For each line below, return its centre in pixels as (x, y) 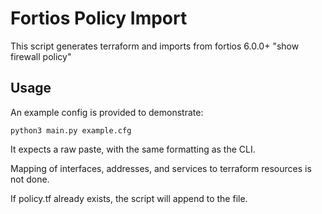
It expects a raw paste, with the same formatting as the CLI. (133, 149)
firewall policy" (41, 56)
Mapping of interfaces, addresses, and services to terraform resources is (161, 168)
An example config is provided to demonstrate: (107, 112)
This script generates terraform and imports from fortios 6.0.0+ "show (155, 46)
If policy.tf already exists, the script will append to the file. (129, 198)
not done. (30, 179)
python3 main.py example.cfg (71, 130)
